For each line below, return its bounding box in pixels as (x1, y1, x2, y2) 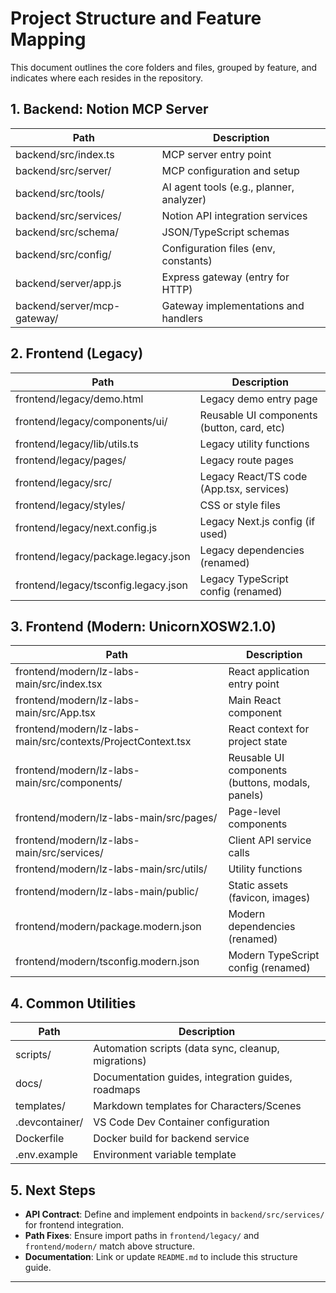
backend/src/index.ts (15, 147, 115, 161)
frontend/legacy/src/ (15, 475, 112, 489)
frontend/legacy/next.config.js (15, 520, 158, 534)
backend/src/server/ (15, 163, 112, 177)
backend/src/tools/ (15, 186, 105, 200)
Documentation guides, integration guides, (93, 1070, 293, 1084)
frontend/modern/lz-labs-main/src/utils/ (15, 862, 208, 876)
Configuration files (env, (161, 241, 276, 255)
